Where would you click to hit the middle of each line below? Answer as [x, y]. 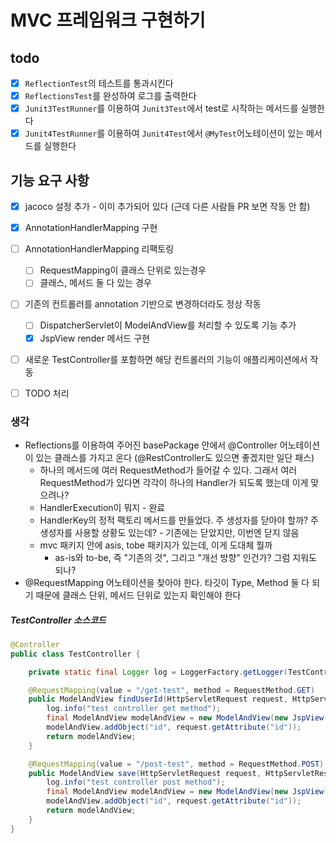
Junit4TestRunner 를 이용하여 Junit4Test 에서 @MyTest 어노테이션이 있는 [164, 133]
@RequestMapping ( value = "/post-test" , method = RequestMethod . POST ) [176, 764]
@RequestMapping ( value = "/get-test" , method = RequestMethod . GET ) [171, 690]
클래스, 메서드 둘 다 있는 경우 [95, 283]
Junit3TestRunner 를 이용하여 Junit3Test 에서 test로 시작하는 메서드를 [161, 108]
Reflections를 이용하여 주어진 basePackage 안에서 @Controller [151, 445]
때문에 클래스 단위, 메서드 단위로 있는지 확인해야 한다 [138, 595]
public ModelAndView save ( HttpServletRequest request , [145, 773]
